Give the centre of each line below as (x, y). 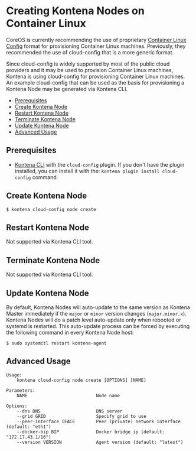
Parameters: (21, 390)
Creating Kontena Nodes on (75, 11)
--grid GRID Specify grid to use (81, 416)
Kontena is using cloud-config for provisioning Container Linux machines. (96, 76)
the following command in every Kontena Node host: (70, 332)
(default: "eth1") (29, 427)
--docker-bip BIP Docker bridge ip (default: (91, 432)
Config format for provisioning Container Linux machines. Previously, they (96, 46)
